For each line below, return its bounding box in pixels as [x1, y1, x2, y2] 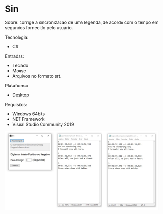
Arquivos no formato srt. [12, 73, 61, 79]
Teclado [12, 63, 29, 68]
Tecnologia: [5, 34, 29, 40]
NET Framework [12, 116, 45, 122]
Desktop [12, 92, 29, 98]
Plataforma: [5, 82, 28, 88]
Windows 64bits [12, 111, 45, 117]
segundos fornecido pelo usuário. [5, 24, 73, 30]
